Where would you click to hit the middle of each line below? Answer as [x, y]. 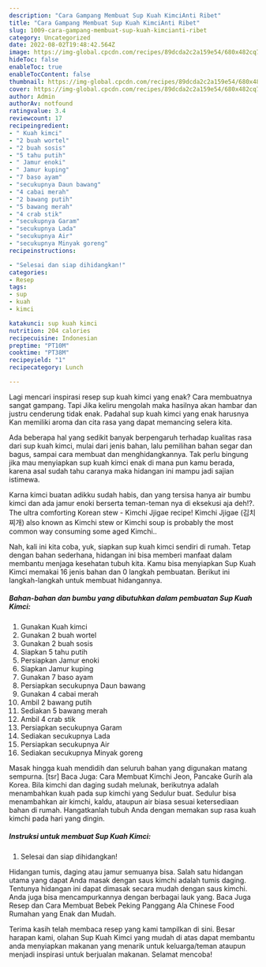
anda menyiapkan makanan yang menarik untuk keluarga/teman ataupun [127, 946]
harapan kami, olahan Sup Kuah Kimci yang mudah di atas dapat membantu [132, 937]
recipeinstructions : [43, 251]
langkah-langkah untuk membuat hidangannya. [86, 580]
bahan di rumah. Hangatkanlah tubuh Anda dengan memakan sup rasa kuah [133, 810]
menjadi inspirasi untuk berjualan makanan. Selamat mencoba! [111, 954]
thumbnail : [27, 81]
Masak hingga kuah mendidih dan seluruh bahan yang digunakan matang [128, 768]
